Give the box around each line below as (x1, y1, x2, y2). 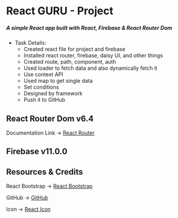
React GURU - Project (6, 4, 114, 18)
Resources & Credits (6, 167, 83, 177)
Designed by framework (23, 90, 83, 97)
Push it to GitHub (23, 96, 65, 104)
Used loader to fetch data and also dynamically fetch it (23, 64, 158, 72)
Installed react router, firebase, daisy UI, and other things (23, 52, 163, 59)
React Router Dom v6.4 (6, 113, 94, 123)
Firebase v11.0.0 (6, 147, 68, 157)
